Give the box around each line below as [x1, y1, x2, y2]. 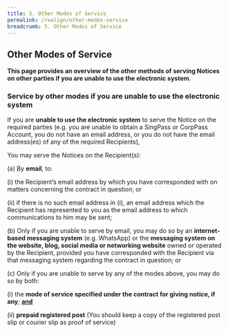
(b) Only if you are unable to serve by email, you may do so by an [7, 227, 193, 235]
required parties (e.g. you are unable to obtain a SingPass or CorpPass [7, 123, 209, 131]
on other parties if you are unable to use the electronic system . [7, 74, 191, 83]
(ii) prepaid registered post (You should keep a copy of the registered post [7, 311, 221, 319]
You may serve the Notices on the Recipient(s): [7, 151, 142, 160]
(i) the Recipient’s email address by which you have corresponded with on [7, 178, 218, 187]
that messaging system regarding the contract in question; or [7, 256, 182, 265]
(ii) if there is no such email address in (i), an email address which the [7, 198, 205, 207]
